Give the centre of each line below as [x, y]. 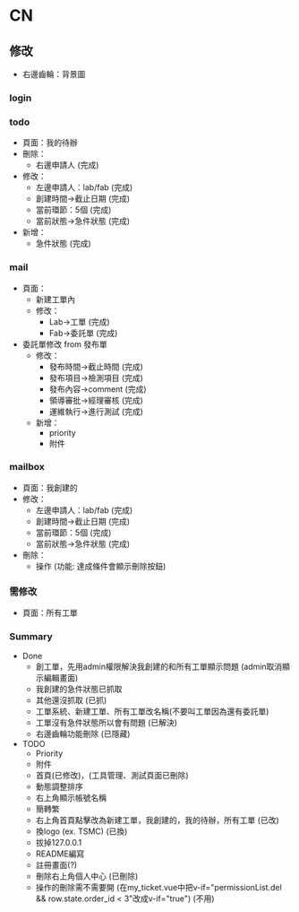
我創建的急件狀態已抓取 [79, 689]
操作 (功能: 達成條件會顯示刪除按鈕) [101, 566]
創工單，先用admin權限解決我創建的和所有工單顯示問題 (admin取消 [159, 667]
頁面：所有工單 [50, 613]
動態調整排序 [59, 786]
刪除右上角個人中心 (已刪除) [87, 876]
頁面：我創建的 [50, 487]
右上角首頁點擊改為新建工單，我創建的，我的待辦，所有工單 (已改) [157, 821]
